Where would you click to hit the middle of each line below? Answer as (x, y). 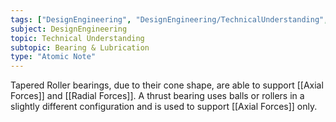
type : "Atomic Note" (53, 57)
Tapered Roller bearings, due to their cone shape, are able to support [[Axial (167, 85)
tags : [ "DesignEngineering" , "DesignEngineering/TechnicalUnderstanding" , (169, 19)
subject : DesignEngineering (69, 29)
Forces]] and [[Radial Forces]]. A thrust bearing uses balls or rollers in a (157, 96)
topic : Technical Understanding (77, 38)
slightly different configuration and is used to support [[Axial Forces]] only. (164, 107)
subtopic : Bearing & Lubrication (80, 47)
